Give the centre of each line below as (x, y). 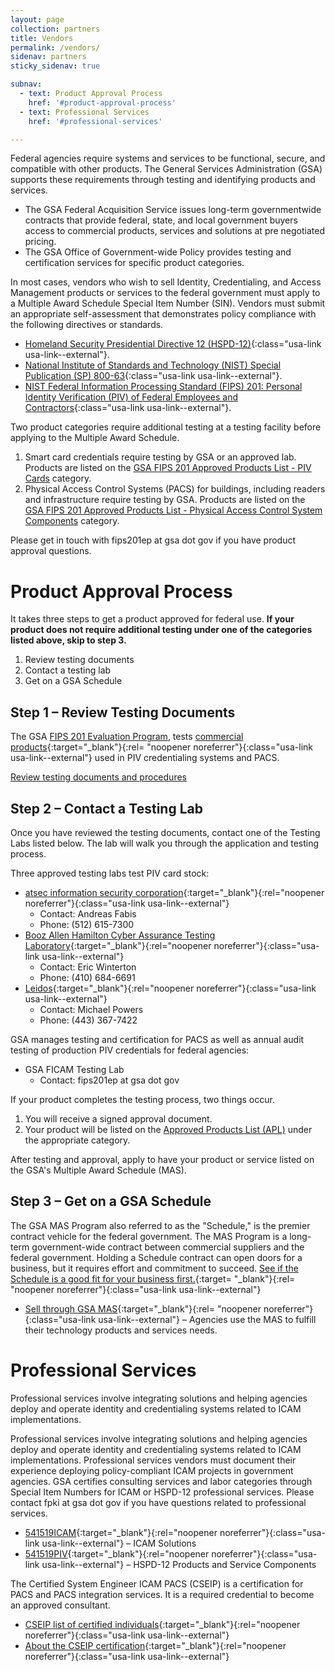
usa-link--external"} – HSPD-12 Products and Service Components (179, 1564)
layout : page (37, 19)
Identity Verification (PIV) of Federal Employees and (131, 397)
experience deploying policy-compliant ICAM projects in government (152, 1470)
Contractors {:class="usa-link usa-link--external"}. (128, 408)
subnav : (26, 84)
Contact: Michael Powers (91, 1009)
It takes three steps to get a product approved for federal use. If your (152, 619)
